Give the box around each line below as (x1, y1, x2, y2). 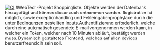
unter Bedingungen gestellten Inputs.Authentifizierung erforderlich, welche (5, 20, 156, 25)
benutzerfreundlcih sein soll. (5, 40, 62, 46)
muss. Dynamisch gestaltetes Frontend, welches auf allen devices (5, 35, 138, 41)
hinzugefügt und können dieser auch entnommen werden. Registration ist (5, 10, 153, 15)
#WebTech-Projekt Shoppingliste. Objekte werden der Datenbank (15, 5, 146, 10)
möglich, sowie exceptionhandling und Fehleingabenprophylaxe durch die (5, 15, 153, 20)
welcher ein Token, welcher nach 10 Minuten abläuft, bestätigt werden (5, 30, 146, 36)
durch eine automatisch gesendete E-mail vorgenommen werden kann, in (5, 25, 152, 31)
